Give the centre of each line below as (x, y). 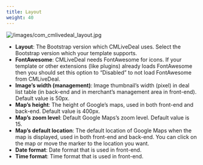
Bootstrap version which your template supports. (76, 53)
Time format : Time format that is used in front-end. (79, 156)
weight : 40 (20, 18)
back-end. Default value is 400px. (58, 111)
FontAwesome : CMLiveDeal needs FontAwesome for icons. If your (98, 59)
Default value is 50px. (42, 98)
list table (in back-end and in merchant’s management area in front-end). (106, 92)
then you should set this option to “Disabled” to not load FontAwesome (103, 72)
